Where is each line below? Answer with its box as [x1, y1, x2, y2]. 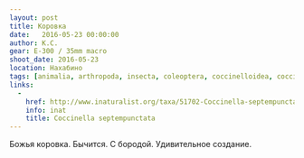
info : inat [25, 106, 67, 115]
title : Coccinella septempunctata [25, 114, 156, 123]
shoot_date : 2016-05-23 [9, 55, 100, 64]
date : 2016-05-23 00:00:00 [9, 30, 119, 39]
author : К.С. [9, 38, 59, 48]
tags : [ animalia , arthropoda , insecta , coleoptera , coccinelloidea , [9, 72, 273, 81]
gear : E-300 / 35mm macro [9, 47, 107, 56]
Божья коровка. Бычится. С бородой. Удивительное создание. [9, 139, 252, 150]
